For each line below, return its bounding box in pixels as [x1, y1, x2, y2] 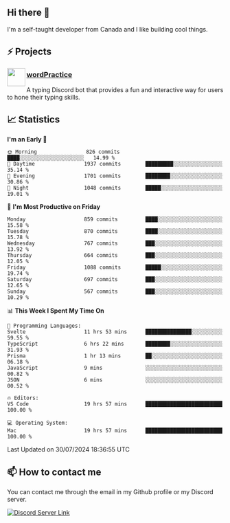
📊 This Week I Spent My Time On [7, 307, 104, 315]
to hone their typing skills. [7, 93, 80, 101]
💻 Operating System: [7, 420, 69, 427]
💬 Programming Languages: [7, 322, 81, 330]
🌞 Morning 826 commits [7, 148, 120, 155]
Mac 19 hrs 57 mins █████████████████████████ [7, 427, 223, 434]
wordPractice [26, 70, 73, 80]
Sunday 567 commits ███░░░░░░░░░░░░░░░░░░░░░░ [7, 288, 223, 296]
